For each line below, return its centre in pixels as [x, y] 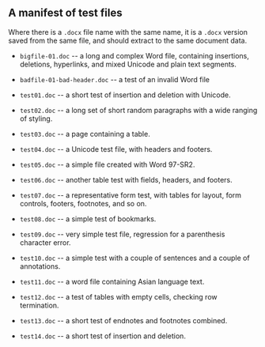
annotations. [40, 266]
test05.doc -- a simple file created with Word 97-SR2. [107, 164]
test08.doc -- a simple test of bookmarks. [88, 219]
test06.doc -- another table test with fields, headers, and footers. [126, 179]
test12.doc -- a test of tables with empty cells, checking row [118, 296]
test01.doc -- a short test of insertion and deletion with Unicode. [125, 95]
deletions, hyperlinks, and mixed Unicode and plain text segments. [128, 64]
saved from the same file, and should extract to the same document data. [128, 40]
